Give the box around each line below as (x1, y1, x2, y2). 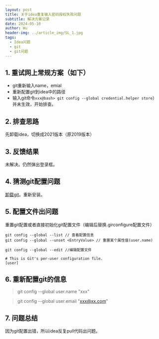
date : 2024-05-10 (5, 21, 41, 26)
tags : (5, 35, 16, 40)
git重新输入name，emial (12, 83, 62, 88)
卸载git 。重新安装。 (5, 191, 46, 197)
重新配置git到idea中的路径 (12, 89, 66, 95)
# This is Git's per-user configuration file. (5, 256, 103, 261)
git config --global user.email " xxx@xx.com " (17, 298, 108, 304)
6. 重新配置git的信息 (5, 275, 67, 283)
